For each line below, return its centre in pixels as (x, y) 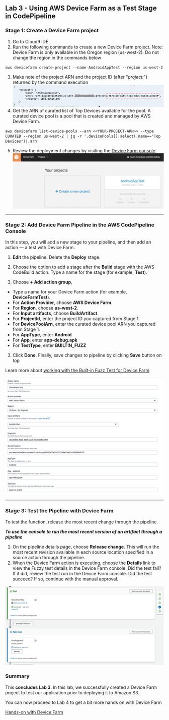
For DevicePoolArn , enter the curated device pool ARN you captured (84, 324)
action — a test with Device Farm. (40, 248)
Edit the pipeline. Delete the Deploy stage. (56, 257)
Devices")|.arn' (22, 141)
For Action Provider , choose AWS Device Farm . (62, 303)
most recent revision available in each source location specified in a (83, 552)
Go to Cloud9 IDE (30, 41)
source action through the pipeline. (49, 557)
